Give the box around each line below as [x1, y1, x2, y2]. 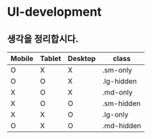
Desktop [67, 54, 96, 63]
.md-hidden [102, 121, 142, 130]
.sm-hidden [102, 99, 141, 108]
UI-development [7, 4, 102, 20]
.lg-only [102, 110, 129, 119]
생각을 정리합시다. [7, 33, 79, 45]
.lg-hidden [102, 77, 137, 86]
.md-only [102, 88, 134, 97]
